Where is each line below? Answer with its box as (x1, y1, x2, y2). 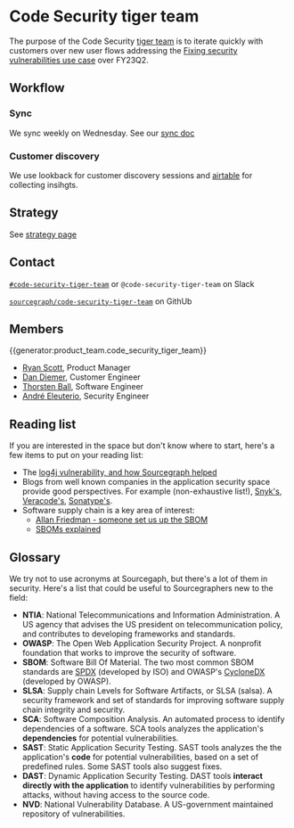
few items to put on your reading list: (9, 450, 144, 461)
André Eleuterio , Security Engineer (21, 390, 150, 402)
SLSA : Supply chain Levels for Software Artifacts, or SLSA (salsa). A (21, 685, 274, 696)
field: (9, 592, 29, 603)
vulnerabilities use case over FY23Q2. (9, 54, 149, 65)
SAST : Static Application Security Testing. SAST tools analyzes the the (21, 742, 282, 752)
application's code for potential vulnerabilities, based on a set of (21, 751, 259, 762)
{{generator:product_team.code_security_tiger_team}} (9, 345, 208, 356)
